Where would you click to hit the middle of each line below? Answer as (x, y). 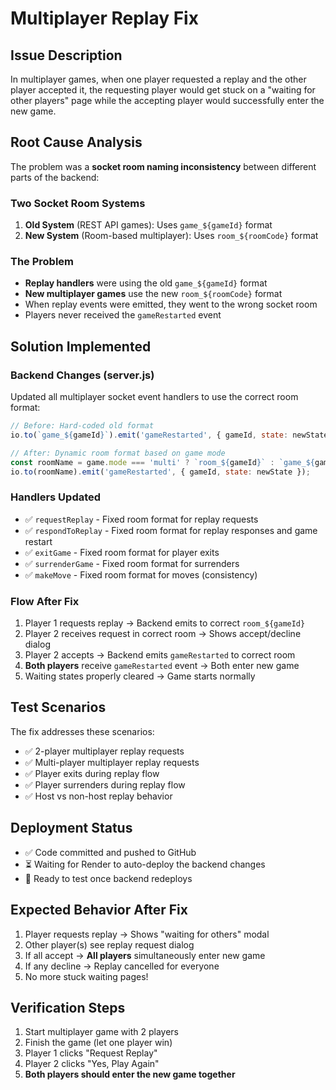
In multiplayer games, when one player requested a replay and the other (158, 79)
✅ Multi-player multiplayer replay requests (112, 762)
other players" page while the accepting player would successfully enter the (167, 100)
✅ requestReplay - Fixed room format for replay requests (141, 519)
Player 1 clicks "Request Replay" (91, 1053)
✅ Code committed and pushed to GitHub (110, 852)
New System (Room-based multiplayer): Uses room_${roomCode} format (171, 236)
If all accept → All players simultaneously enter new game (145, 955)
